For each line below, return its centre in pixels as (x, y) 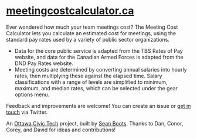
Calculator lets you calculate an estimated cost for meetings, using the (91, 33)
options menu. (32, 94)
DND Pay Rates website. (44, 63)
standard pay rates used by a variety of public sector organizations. (88, 39)
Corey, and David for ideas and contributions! (61, 130)
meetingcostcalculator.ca (70, 11)
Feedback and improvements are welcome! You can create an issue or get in (98, 106)
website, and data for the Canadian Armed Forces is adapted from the (99, 57)
